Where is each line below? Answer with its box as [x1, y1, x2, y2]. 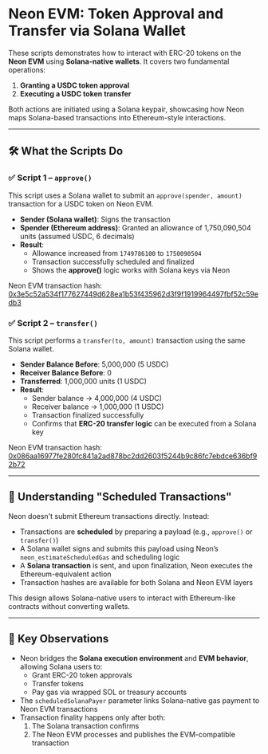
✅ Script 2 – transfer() [8, 317, 98, 328]
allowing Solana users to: [19, 662, 103, 671]
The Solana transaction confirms [31, 721, 140, 730]
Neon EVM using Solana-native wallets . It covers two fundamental [8, 57, 230, 66]
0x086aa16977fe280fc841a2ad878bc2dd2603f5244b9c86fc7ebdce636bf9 [8, 451, 258, 461]
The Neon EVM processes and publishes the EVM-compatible [31, 729, 235, 739]
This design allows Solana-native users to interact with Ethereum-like [8, 593, 236, 603]
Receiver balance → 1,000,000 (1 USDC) [31, 402, 164, 411]
